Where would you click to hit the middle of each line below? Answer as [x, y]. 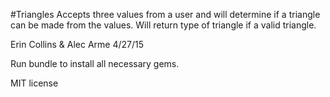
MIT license [34, 83]
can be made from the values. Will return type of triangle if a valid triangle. [163, 25]
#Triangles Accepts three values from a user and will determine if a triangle [165, 14]
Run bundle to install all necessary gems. [95, 63]
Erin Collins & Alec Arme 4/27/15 [77, 44]
